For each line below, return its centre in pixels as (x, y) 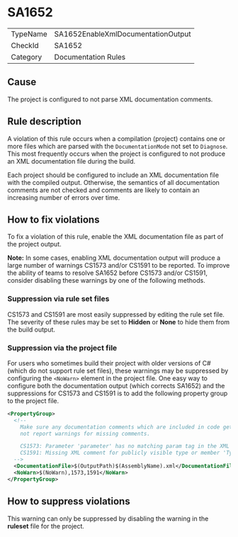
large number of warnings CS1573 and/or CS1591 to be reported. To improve (119, 266)
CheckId (25, 45)
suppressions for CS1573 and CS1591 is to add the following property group (118, 393)
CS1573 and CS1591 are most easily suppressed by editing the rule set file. (116, 314)
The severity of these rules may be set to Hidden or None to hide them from (119, 322)
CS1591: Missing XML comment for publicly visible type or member (120, 453)
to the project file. (33, 400)
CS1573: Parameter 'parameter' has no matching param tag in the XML (125, 446)
